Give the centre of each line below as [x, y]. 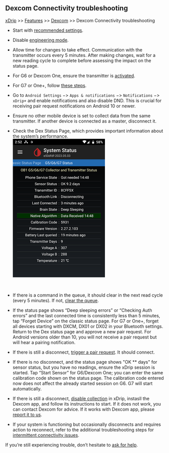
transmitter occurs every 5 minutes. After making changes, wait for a [84, 55]
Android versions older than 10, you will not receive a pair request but [85, 337]
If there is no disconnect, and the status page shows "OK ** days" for [85, 362]
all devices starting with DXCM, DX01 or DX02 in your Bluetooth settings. [88, 326]
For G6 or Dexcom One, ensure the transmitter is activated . [74, 76]
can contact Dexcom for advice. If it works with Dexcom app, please [83, 409]
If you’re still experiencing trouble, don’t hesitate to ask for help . [72, 445]
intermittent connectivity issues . [46, 435]
